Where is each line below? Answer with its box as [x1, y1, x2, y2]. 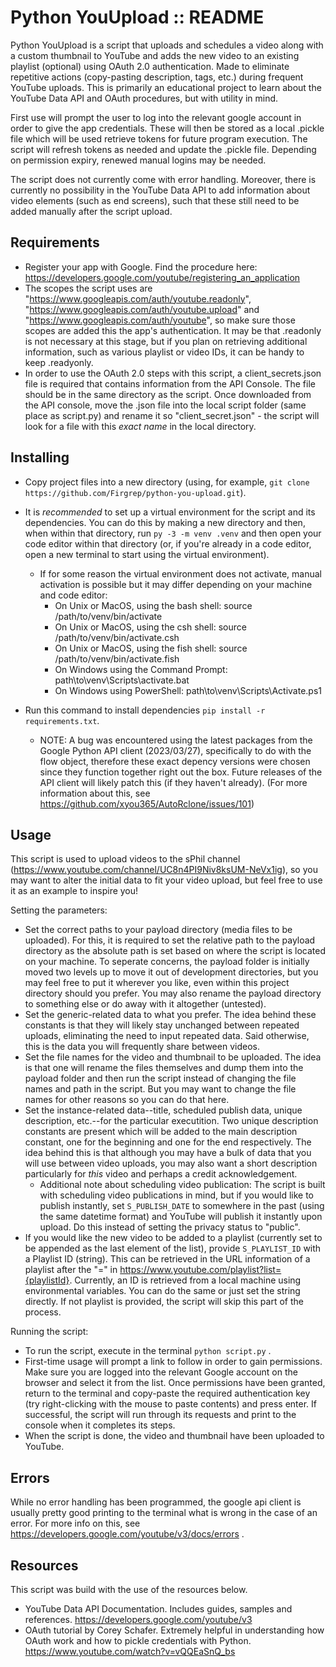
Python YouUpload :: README [10, 6, 265, 29]
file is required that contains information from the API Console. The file [24, 377, 316, 390]
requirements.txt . [24, 714, 100, 726]
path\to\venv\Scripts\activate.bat [54, 674, 190, 686]
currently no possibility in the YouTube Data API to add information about [10, 184, 311, 196]
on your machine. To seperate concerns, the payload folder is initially [24, 956, 310, 968]
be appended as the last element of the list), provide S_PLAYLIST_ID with [24, 1242, 322, 1255]
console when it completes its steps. [24, 1419, 176, 1431]
